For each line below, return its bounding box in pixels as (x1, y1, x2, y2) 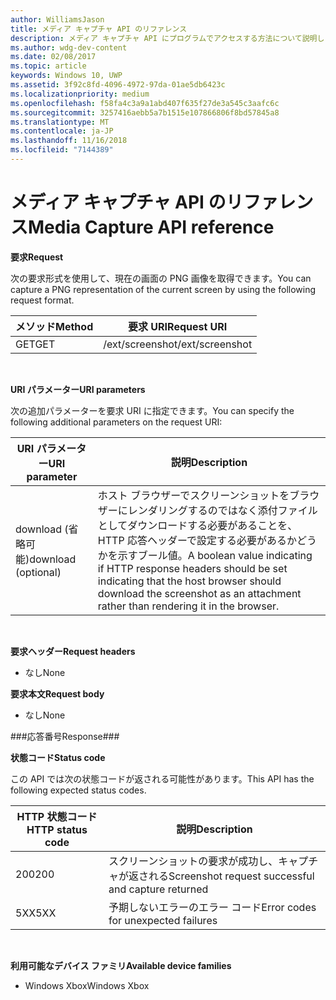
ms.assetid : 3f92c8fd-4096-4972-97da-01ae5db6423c (10, 80, 226, 90)
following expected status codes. (10, 784, 147, 796)
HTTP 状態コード (16, 809, 98, 823)
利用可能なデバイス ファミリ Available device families (10, 959, 232, 971)
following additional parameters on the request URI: (10, 416, 223, 428)
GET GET (15, 337, 56, 351)
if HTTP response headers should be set (97, 561, 288, 575)
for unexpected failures (108, 913, 218, 927)
